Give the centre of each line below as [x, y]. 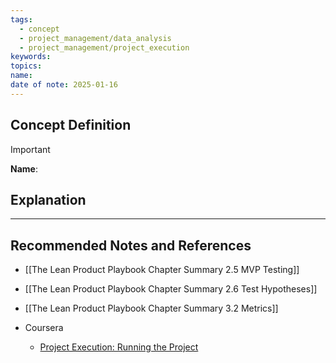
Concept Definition [71, 125]
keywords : [31, 57]
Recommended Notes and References [131, 245]
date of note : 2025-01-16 [64, 85]
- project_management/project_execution [104, 47]
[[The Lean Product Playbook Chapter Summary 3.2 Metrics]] [151, 308]
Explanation [48, 199]
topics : [26, 66]
